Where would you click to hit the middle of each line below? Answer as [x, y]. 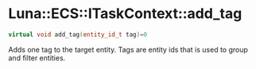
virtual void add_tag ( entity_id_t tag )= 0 [78, 34]
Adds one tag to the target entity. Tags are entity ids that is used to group [128, 49]
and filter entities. [37, 58]
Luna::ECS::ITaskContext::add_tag [125, 14]
